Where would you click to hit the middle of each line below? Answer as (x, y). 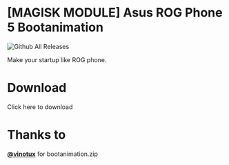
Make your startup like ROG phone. (57, 59)
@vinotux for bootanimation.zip (53, 154)
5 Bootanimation (55, 27)
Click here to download (40, 107)
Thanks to (37, 135)
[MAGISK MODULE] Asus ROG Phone (115, 13)
